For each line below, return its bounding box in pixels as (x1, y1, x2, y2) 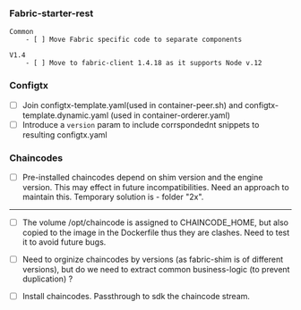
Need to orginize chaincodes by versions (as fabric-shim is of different (21, 254, 284, 265)
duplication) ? (21, 273, 73, 284)
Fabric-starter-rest (9, 7, 94, 20)
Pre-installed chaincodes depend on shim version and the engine (21, 172, 263, 183)
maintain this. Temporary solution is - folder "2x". (21, 191, 204, 203)
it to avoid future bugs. (21, 237, 107, 247)
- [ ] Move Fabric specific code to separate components (25, 35, 243, 45)
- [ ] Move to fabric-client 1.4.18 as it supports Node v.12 (25, 59, 262, 68)
